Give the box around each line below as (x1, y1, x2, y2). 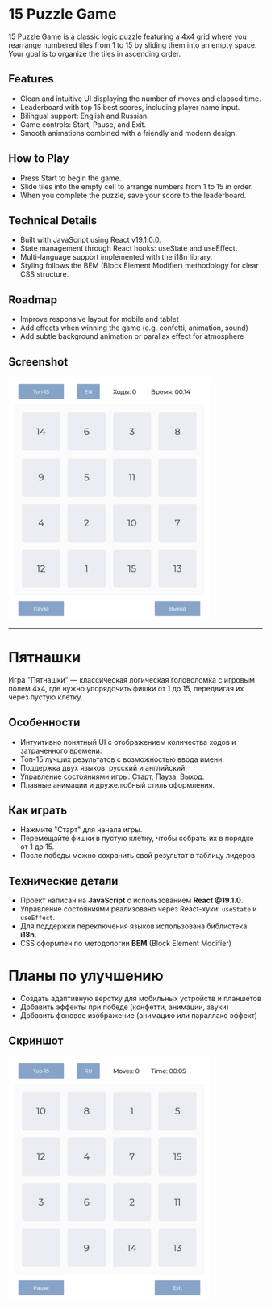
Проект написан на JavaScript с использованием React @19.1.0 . (19, 895, 244, 906)
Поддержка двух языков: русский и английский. (19, 763, 188, 772)
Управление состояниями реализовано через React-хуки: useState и (19, 904, 257, 914)
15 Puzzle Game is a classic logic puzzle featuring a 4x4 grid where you (8, 32, 248, 41)
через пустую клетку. (8, 692, 83, 702)
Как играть (8, 803, 68, 817)
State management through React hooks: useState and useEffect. (19, 243, 238, 253)
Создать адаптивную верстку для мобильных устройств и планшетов (19, 994, 262, 1004)
